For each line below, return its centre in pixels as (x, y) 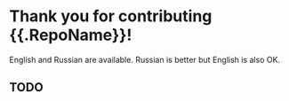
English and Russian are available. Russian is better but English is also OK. (145, 59)
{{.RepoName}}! (71, 35)
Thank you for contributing (111, 16)
